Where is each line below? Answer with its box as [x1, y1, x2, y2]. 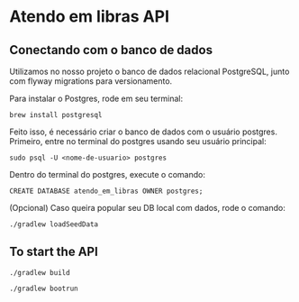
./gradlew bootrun [9, 284, 78, 293]
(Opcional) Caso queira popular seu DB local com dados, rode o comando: [9, 203, 285, 213]
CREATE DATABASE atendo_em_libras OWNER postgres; [9, 187, 204, 196]
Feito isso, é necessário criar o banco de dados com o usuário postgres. [9, 126, 277, 137]
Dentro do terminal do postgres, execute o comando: [9, 169, 205, 179]
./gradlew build [9, 268, 70, 277]
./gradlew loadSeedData [9, 220, 99, 229]
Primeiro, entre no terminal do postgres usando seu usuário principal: [9, 136, 267, 146]
